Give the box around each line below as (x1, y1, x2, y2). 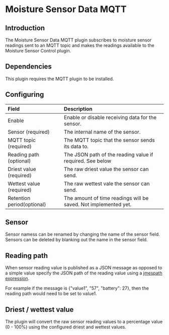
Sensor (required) (8, 128, 50, 135)
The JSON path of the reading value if (63, 151, 153, 158)
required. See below (63, 157, 112, 164)
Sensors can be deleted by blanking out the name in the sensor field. (5, 237, 148, 243)
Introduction (5, 24, 45, 32)
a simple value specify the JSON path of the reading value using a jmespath (5, 270, 162, 276)
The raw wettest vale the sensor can (63, 180, 150, 187)
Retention (8, 194, 31, 201)
